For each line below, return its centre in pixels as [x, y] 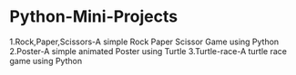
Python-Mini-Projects [94, 17]
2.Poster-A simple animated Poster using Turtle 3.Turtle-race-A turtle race [148, 51]
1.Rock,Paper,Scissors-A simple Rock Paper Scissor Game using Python [144, 42]
